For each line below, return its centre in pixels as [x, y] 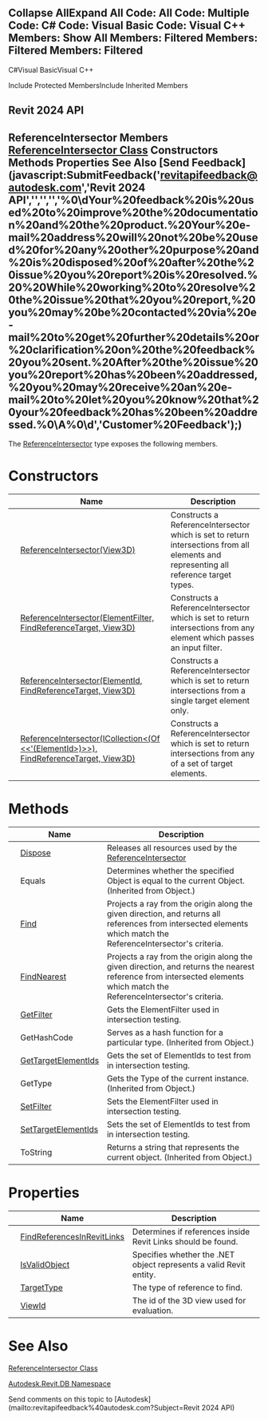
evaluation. [153, 1311]
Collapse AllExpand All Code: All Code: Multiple [129, 13]
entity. [144, 1275]
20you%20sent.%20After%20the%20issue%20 [134, 362]
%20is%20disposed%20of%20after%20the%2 [132, 262]
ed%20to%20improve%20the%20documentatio [133, 212]
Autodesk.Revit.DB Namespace [60, 1383]
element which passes [213, 637]
